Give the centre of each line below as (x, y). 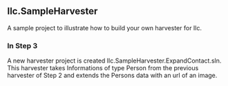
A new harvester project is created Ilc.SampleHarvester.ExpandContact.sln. (114, 61)
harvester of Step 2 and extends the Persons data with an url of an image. (112, 76)
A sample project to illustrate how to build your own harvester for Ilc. (105, 28)
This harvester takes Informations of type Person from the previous (103, 68)
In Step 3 (22, 45)
